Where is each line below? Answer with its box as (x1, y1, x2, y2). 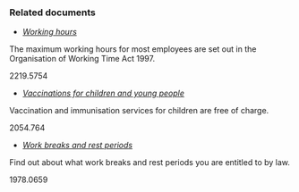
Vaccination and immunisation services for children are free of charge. (9, 105, 269, 116)
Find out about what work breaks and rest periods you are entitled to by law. (9, 157, 291, 168)
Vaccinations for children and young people (21, 88, 185, 99)
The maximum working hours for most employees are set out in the (9, 44, 257, 54)
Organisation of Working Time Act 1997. (9, 54, 155, 64)
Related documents (9, 6, 97, 19)
